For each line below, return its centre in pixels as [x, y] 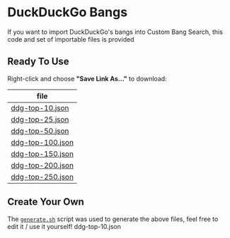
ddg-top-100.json [42, 142]
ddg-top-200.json [42, 165]
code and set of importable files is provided [71, 39]
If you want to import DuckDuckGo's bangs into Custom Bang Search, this [115, 32]
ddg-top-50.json [40, 131]
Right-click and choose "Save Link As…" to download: [87, 78]
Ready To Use [38, 62]
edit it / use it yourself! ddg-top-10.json [64, 226]
